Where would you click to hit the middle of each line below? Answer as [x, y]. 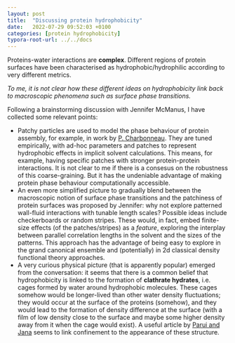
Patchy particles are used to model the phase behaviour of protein [113, 131]
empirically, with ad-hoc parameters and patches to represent [107, 145]
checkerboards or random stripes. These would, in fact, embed [109, 220]
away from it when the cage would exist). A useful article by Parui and [119, 325]
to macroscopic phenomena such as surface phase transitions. [99, 96]
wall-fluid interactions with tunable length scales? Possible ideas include [122, 213]
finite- [210, 220]
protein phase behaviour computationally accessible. [94, 183]
